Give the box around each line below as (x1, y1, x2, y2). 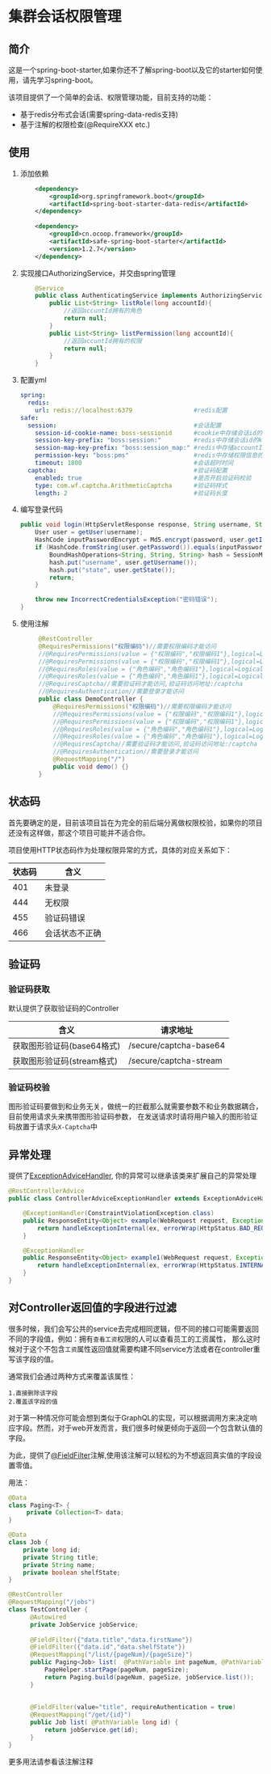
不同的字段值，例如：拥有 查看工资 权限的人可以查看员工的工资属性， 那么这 (8, 1334, 254, 1344)
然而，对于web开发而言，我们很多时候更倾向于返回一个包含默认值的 (35, 1423, 263, 1433)
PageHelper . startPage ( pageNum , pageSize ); (44, 1666, 190, 1675)
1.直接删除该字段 (8, 1389, 58, 1397)
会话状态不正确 (44, 927, 102, 938)
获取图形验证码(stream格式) (12, 1056, 119, 1067)
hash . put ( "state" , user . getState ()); (49, 565, 176, 574)
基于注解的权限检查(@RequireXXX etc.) (19, 120, 151, 129)
